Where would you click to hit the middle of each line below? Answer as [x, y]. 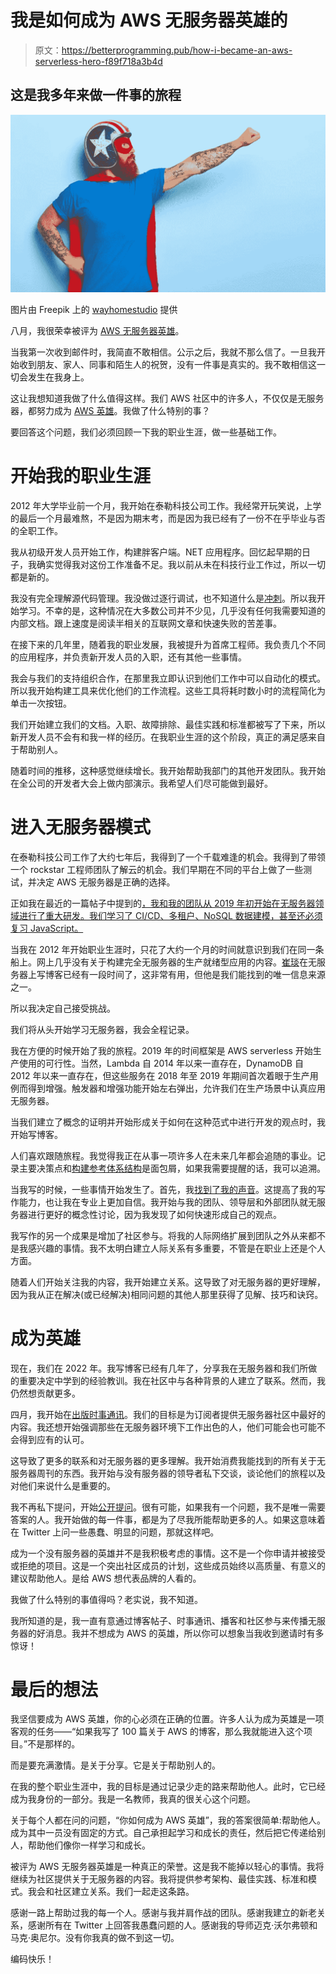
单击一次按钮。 [41, 703]
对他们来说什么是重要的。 [63, 1485]
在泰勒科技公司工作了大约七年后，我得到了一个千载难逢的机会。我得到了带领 [168, 857]
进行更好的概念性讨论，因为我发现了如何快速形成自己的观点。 [154, 1214]
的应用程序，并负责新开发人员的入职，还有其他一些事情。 [128, 657]
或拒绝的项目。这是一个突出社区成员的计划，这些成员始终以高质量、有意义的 [168, 1565]
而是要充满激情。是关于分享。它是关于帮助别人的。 [115, 1765]
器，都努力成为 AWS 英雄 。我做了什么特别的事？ [110, 410]
